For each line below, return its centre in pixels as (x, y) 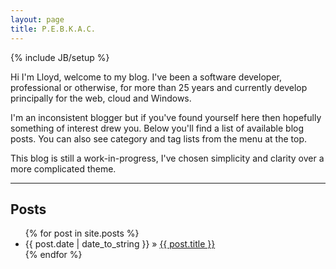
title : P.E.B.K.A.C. (53, 29)
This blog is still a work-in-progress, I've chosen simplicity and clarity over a (167, 158)
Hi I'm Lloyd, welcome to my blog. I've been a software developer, (146, 77)
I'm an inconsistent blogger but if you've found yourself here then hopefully (166, 117)
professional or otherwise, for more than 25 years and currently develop (159, 87)
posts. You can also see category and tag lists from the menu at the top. (158, 138)
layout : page (37, 19)
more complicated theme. (63, 168)
